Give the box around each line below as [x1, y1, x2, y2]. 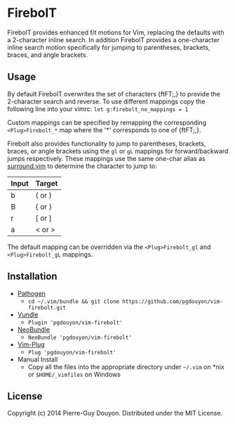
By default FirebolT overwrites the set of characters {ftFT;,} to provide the [7, 89, 221, 98]
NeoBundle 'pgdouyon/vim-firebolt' [27, 334, 132, 341]
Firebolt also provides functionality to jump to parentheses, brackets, [7, 139, 206, 148]
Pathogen [17, 289, 46, 297]
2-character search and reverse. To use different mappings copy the [7, 97, 206, 105]
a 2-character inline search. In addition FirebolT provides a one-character [7, 35, 220, 44]
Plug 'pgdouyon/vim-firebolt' [27, 349, 117, 356]
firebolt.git [27, 304, 67, 311]
